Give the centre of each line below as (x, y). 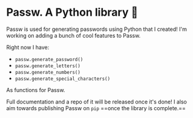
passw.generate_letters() (47, 66)
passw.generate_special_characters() (63, 79)
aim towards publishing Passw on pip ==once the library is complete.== (96, 108)
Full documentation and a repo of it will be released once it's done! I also (97, 102)
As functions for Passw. (36, 90)
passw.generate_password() (49, 59)
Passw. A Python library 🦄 (72, 12)
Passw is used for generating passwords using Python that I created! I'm (97, 29)
